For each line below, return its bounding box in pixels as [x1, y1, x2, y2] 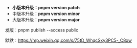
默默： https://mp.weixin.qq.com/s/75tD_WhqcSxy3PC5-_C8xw [5, 37, 132, 43]
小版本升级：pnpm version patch [12, 5, 80, 10]
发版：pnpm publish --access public [5, 27, 79, 33]
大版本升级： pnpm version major [12, 17, 80, 22]
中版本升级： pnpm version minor [12, 11, 80, 16]
